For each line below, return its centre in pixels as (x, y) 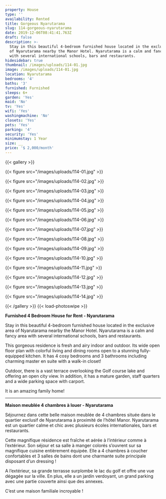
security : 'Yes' (22, 134)
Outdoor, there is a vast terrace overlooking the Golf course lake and (75, 371)
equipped (15, 356)
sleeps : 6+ (16, 93)
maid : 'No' (16, 102)
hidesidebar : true (24, 60)
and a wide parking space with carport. (45, 381)
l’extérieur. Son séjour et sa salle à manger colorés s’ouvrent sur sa (73, 445)
